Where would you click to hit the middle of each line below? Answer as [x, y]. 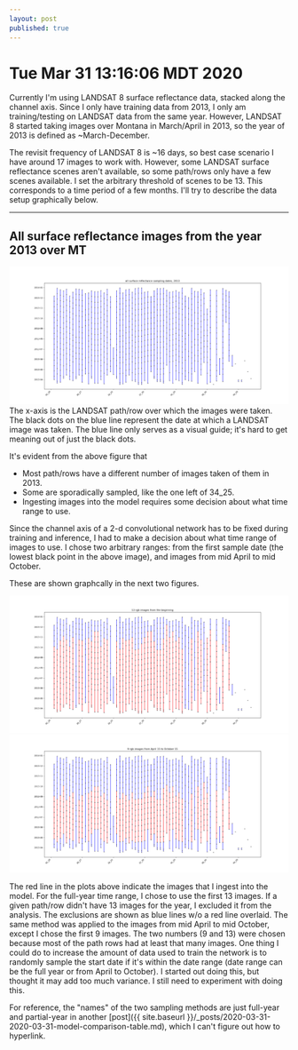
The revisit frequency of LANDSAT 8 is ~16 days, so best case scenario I [142, 153]
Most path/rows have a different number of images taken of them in [145, 473]
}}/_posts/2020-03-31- [229, 1016]
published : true [39, 28]
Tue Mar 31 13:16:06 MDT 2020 [126, 73]
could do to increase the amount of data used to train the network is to [138, 952]
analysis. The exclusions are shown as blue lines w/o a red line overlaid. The [149, 914]
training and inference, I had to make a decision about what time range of [143, 537]
